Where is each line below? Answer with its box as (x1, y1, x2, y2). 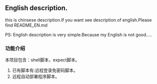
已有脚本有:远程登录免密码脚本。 (12, 67, 78, 73)
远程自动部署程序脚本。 (12, 74, 60, 80)
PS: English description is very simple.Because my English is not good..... (5, 31, 153, 37)
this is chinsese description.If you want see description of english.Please (5, 17, 152, 23)
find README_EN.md (5, 22, 48, 28)
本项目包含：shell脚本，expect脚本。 (5, 57, 80, 63)
